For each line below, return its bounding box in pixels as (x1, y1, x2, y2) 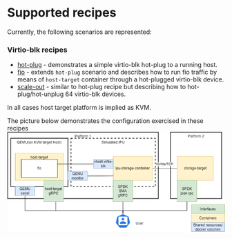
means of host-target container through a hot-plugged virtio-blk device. (17, 75, 224, 84)
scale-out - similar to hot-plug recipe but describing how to (17, 83, 186, 91)
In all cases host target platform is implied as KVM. (7, 104, 152, 112)
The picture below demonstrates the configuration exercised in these (7, 117, 204, 125)
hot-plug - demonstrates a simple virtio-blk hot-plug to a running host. (17, 61, 217, 69)
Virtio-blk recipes (7, 45, 68, 55)
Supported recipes (7, 5, 117, 21)
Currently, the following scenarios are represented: (7, 28, 152, 36)
